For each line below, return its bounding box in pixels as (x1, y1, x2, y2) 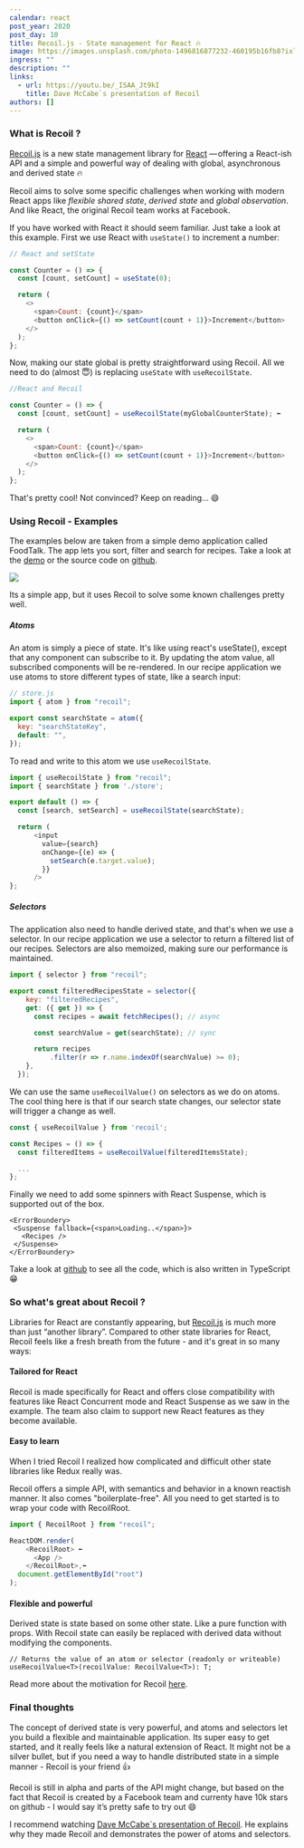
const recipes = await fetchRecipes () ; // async (33, 1012, 221, 1021)
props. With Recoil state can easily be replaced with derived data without (9, 1628, 282, 1639)
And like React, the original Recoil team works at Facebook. (9, 205, 231, 216)
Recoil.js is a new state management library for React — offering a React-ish (9, 148, 292, 159)
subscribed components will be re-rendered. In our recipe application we (9, 662, 282, 673)
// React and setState (9, 249, 95, 258)
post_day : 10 (9, 30, 59, 39)
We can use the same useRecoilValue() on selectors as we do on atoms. (9, 1086, 280, 1097)
